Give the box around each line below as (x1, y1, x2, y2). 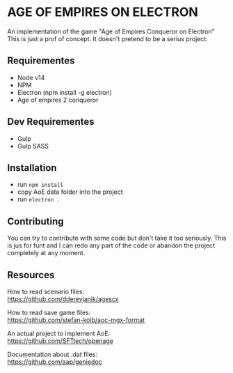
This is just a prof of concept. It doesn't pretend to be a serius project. (7, 34, 209, 43)
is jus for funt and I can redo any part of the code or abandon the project (7, 241, 216, 250)
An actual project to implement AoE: (7, 329, 111, 337)
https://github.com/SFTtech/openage (7, 337, 113, 345)
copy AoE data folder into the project (17, 188, 123, 196)
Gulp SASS (17, 142, 49, 150)
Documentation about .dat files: (7, 350, 97, 358)
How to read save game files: (7, 308, 91, 317)
